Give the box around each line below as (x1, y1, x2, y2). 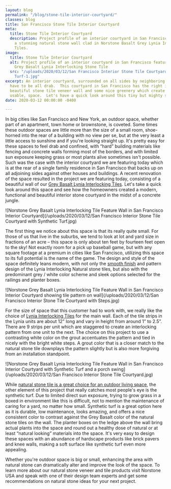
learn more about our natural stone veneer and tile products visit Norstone (5, 468, 161, 474)
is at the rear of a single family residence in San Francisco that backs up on (5, 165, 163, 171)
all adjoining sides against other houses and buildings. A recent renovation (5, 170, 161, 177)
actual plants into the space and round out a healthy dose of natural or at (5, 425, 158, 431)
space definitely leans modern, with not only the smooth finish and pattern (5, 261, 162, 267)
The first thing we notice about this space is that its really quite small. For (5, 228, 159, 234)
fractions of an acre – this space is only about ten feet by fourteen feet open (5, 239, 165, 245)
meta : (5, 27, 17, 32)
